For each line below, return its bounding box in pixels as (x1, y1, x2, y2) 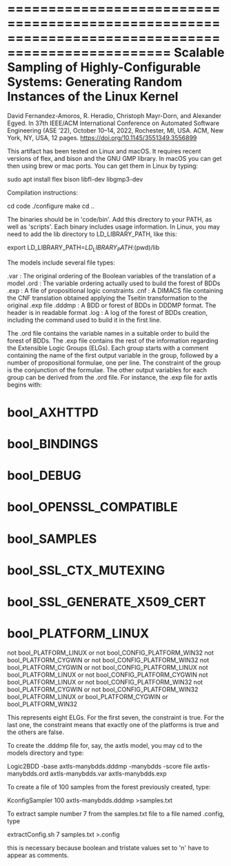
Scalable (173, 45, 225, 61)
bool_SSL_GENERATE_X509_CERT (7, 595, 207, 610)
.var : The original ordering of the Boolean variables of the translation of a (7, 271, 216, 280)
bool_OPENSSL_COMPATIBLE (7, 499, 178, 515)
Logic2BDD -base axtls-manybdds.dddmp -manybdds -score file (7, 762, 193, 770)
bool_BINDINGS (7, 436, 99, 452)
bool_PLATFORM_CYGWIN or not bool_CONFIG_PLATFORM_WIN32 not (7, 655, 210, 664)
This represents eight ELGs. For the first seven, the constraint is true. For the (7, 713, 224, 722)
